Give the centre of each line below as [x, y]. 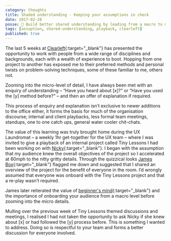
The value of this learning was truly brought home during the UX [73, 132]
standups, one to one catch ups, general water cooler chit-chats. [73, 122]
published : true [22, 34]
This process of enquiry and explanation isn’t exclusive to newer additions [83, 106]
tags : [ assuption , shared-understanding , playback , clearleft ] [74, 29]
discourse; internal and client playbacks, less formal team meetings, [77, 117]
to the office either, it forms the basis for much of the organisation [74, 111]
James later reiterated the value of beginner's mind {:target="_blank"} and [83, 191]
